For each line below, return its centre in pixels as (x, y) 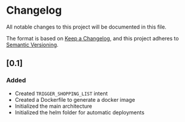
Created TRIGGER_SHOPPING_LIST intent (61, 93)
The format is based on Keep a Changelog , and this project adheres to (92, 38)
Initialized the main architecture (53, 106)
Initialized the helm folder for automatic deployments (80, 112)
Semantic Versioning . (32, 45)
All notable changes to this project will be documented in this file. (87, 27)
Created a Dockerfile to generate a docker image (75, 99)
